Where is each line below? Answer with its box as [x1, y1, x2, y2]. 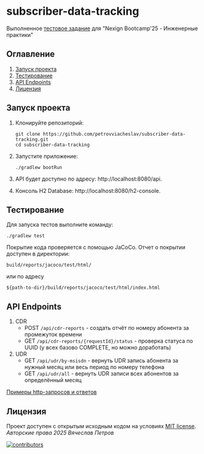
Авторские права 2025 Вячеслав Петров [6, 429, 115, 436]
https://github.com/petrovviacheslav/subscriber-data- [42, 131, 186, 137]
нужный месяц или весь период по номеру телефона [24, 364, 165, 371]
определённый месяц [24, 377, 81, 384]
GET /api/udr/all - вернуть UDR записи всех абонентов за [24, 370, 179, 377]
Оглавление [6, 49, 55, 60]
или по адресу [6, 273, 44, 280]
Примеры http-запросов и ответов [6, 388, 97, 396]
